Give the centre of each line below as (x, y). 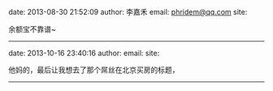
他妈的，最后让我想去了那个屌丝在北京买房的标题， (94, 70)
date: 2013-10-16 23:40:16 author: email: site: (84, 53)
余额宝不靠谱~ (32, 29)
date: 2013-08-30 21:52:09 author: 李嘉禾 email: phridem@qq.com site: (128, 12)
